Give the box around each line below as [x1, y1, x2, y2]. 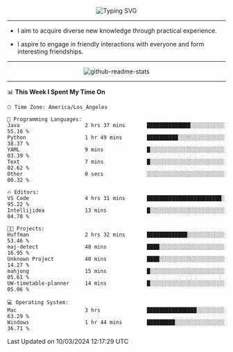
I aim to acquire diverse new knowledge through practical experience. [17, 26, 217, 35]
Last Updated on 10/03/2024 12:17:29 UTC [7, 337, 129, 345]
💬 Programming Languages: [7, 116, 82, 123]
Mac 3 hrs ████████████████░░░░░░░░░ [7, 307, 225, 314]
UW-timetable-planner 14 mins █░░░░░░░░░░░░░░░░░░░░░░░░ [7, 280, 225, 287]
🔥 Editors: [7, 189, 40, 196]
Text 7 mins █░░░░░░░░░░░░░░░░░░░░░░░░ [7, 158, 225, 165]
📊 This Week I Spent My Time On [7, 87, 105, 96]
